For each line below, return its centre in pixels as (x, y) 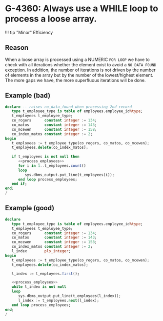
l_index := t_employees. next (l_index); (58, 301)
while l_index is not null (39, 287)
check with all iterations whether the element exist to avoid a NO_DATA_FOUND (81, 64)
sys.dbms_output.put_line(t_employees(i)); (70, 175)
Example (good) (30, 208)
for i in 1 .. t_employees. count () (52, 166)
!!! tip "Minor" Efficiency (29, 32)
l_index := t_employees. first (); (45, 274)
